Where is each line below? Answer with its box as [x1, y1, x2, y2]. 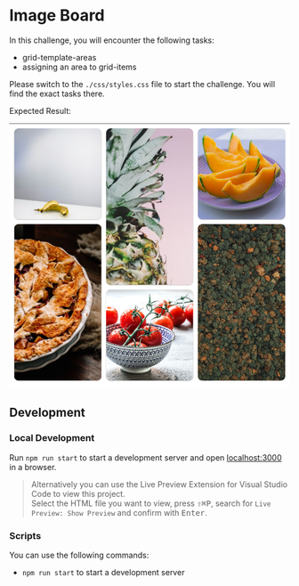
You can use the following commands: [9, 549, 149, 561]
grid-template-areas [21, 52, 97, 62]
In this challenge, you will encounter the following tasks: [9, 35, 215, 45]
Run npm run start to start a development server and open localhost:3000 [9, 452, 282, 463]
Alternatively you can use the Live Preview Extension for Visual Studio [30, 478, 287, 490]
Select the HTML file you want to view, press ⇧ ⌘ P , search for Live [30, 498, 271, 509]
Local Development [9, 432, 95, 444]
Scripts [9, 529, 42, 541]
